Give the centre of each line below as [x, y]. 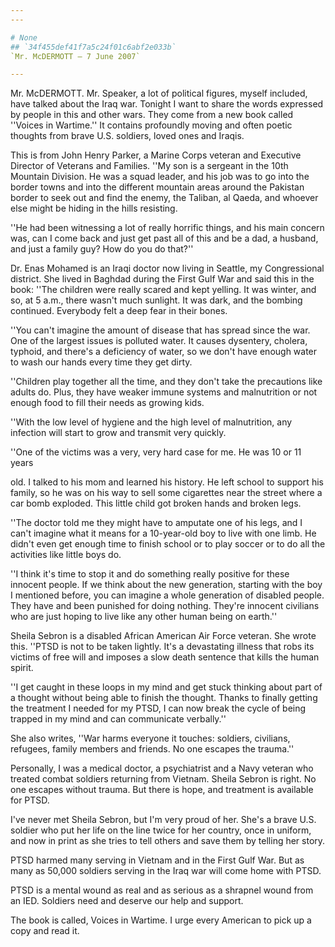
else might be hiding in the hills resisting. [94, 208]
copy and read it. [45, 931]
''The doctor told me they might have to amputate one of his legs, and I [156, 523]
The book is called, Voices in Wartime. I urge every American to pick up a [161, 920]
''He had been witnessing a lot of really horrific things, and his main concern [167, 228]
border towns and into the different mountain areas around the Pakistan [157, 187]
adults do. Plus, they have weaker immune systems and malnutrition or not [164, 392]
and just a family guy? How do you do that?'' [102, 249]
